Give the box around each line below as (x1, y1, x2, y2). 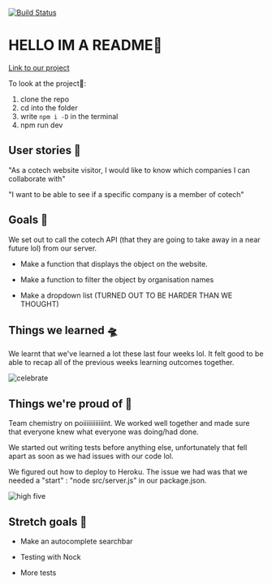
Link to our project (8, 62, 70, 72)
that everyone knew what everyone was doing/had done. (8, 427, 199, 437)
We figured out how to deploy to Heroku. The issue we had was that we (8, 467, 248, 477)
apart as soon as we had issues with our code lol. (8, 451, 174, 462)
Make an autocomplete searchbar (19, 536, 133, 546)
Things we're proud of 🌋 (8, 397, 132, 410)
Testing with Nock (19, 552, 81, 561)
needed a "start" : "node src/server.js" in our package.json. (8, 475, 207, 486)
